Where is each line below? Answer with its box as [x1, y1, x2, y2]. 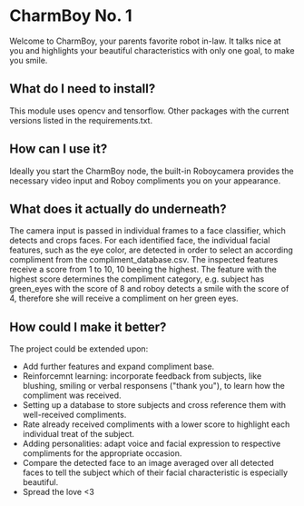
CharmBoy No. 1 [9, 5, 132, 26]
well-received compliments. [22, 410, 127, 421]
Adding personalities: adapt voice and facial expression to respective [22, 438, 281, 450]
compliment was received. [22, 390, 122, 401]
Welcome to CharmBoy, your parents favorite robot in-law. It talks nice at [9, 35, 281, 46]
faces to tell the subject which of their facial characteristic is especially [22, 467, 289, 478]
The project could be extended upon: [9, 343, 149, 354]
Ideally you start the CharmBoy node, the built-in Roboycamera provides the [9, 165, 294, 176]
